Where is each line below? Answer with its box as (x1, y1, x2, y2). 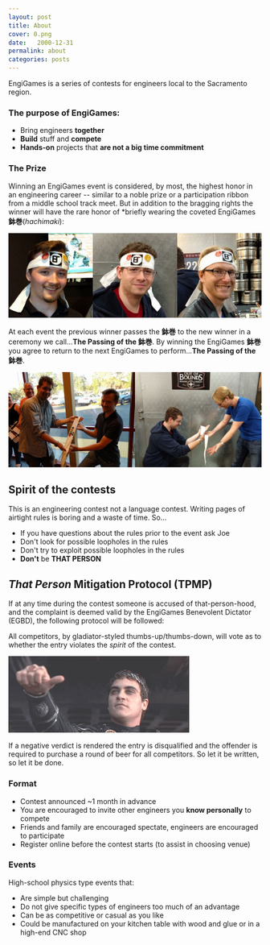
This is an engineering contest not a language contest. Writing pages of (8, 504, 245, 514)
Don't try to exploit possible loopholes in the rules (19, 545, 185, 555)
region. (8, 87, 32, 97)
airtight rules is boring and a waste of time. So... (8, 512, 167, 523)
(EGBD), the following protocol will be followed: (8, 616, 165, 626)
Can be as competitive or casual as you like (19, 910, 165, 920)
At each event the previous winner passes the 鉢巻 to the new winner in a (8, 326, 252, 336)
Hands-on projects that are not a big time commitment (19, 143, 204, 152)
